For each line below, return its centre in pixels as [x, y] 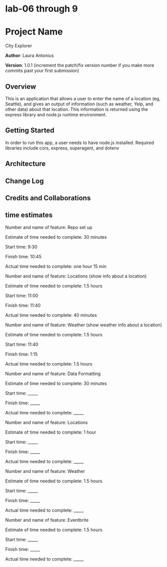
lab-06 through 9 [42, 9]
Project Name [34, 32]
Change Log [25, 181]
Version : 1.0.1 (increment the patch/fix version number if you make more [80, 65]
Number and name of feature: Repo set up [49, 227]
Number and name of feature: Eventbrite [47, 520]
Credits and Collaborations [48, 198]
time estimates [29, 215]
